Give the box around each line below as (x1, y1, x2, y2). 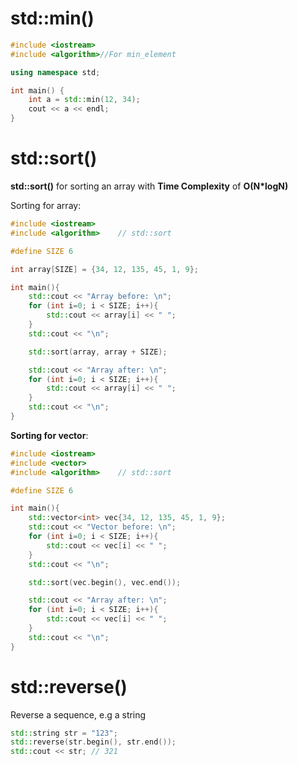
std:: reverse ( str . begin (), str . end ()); (10, 737, 177, 747)
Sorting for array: (10, 200, 82, 211)
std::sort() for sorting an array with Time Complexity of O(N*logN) (10, 180, 289, 192)
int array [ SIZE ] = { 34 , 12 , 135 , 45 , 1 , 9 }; (10, 264, 199, 274)
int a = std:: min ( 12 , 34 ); (28, 95, 141, 105)
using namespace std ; (10, 67, 101, 77)
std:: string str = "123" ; (10, 728, 118, 738)
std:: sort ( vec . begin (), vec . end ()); (28, 577, 182, 587)
